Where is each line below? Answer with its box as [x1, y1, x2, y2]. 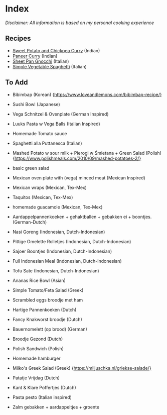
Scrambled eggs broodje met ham [12, 297, 83, 303]
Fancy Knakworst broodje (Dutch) [12, 316, 83, 322]
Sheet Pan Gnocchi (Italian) [12, 58, 69, 64]
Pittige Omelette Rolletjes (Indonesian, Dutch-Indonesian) [12, 238, 131, 244]
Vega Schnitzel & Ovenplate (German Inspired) [12, 111, 109, 117]
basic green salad [12, 165, 50, 171]
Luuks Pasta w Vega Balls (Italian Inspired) [12, 121, 100, 127]
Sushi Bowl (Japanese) [12, 101, 60, 107]
